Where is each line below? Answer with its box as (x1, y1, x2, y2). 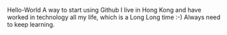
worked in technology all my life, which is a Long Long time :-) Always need (7, 13, 221, 21)
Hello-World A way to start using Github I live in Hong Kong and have (7, 6, 202, 14)
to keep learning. (7, 21, 55, 28)
